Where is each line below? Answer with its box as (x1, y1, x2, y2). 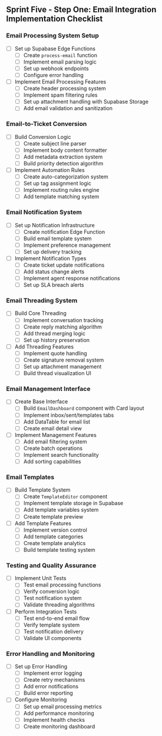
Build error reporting (23, 689, 74, 697)
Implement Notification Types (14, 254, 87, 261)
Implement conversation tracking (23, 316, 104, 323)
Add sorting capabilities (23, 457, 81, 465)
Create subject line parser (23, 140, 87, 147)
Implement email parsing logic (23, 58, 97, 65)
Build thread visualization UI (23, 370, 91, 377)
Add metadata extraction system (23, 153, 103, 160)
